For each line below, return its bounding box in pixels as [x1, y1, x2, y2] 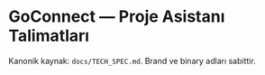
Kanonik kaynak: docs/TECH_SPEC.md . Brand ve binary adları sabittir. [8, 55, 256, 66]
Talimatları [8, 25, 90, 46]
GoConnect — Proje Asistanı [8, 6, 225, 27]
